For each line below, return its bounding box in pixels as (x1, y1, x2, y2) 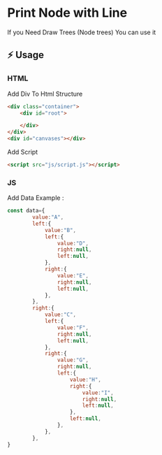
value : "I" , (82, 389, 114, 396)
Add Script (7, 148, 38, 156)
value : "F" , (57, 324, 89, 331)
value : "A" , (32, 214, 64, 221)
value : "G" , (57, 356, 89, 364)
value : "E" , (57, 272, 89, 279)
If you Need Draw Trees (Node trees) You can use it (7, 28, 156, 36)
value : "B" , (44, 226, 77, 233)
